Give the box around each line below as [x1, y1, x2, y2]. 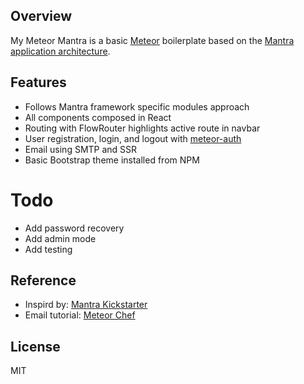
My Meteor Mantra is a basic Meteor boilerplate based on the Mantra [10, 34, 295, 46]
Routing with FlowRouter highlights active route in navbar [24, 122, 261, 134]
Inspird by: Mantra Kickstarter [24, 299, 148, 311]
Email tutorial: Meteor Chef [24, 309, 136, 321]
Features [10, 74, 67, 91]
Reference [10, 272, 77, 289]
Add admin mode [24, 232, 97, 244]
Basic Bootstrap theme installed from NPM [24, 154, 200, 166]
